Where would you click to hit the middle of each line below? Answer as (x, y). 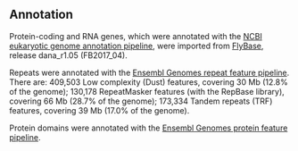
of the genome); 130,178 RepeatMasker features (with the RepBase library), (147, 91)
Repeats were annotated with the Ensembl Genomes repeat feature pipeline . (149, 72)
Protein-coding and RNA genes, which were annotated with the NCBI (136, 36)
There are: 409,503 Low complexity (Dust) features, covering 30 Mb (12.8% (149, 82)
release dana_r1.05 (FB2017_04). (68, 55)
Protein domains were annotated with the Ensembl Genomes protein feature (149, 128)
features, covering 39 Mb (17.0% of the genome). (99, 110)
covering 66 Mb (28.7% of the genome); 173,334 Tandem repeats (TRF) (141, 101)
